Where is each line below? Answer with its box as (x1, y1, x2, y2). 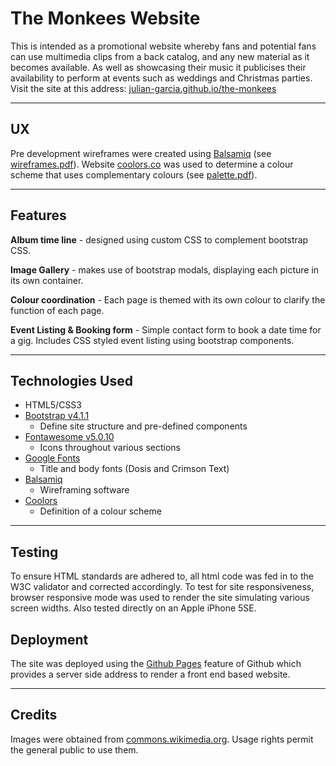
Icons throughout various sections (39, 442, 182, 454)
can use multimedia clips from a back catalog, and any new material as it (10, 50, 310, 62)
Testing (10, 543, 59, 561)
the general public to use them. (10, 743, 139, 756)
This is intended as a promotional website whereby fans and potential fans (10, 40, 317, 52)
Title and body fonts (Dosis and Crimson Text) (39, 463, 230, 475)
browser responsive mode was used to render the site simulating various (10, 592, 310, 604)
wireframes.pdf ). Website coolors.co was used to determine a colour (10, 158, 294, 170)
